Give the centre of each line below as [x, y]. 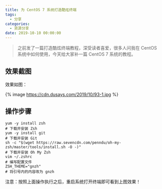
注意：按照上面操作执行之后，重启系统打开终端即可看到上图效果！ [73, 181]
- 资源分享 [19, 28]
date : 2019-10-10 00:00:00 [33, 33]
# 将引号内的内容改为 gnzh [30, 171]
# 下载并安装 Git [21, 138]
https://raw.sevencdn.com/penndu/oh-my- [79, 142]
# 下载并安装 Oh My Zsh [28, 152]
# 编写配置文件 [19, 162]
